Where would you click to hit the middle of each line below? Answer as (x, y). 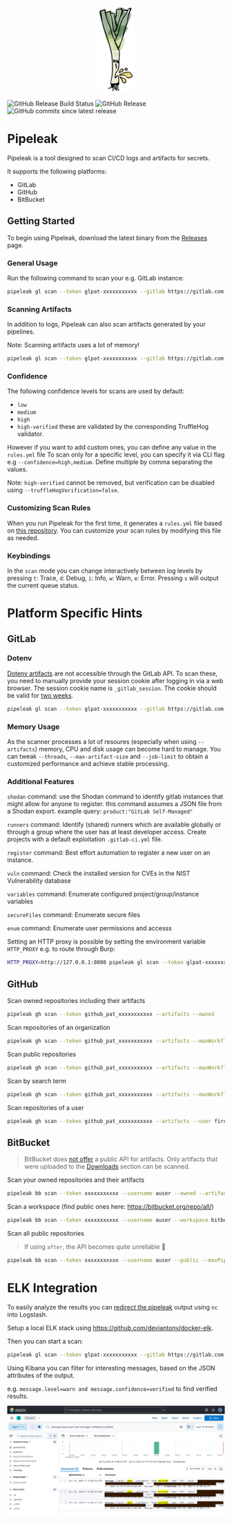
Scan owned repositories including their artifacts (76, 1001)
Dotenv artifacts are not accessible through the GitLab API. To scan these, (113, 673)
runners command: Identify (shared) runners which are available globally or (114, 825)
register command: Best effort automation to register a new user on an (109, 853)
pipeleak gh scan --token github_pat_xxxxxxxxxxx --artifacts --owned (111, 1015)
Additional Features (41, 781)
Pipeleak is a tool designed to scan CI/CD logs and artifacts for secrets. (109, 157)
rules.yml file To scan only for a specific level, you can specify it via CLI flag (116, 454)
